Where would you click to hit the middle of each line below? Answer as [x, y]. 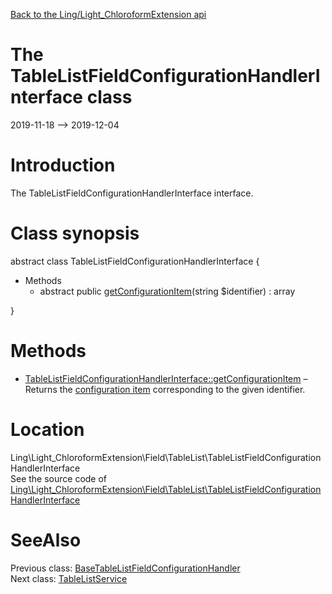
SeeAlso [46, 540]
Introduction [63, 165]
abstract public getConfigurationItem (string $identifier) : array [167, 291]
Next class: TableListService [69, 578]
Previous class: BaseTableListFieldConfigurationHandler [125, 568]
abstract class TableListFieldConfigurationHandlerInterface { [135, 261]
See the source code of [59, 478]
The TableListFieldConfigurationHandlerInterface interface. [132, 193]
